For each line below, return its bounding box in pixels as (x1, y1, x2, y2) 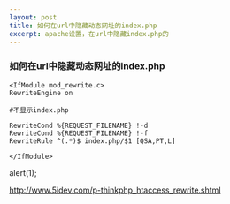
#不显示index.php (9, 105, 69, 115)
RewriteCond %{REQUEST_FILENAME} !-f (9, 129, 149, 138)
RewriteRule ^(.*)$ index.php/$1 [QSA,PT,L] (9, 136, 176, 146)
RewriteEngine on (9, 88, 73, 97)
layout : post (9, 12, 57, 22)
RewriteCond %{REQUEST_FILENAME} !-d (9, 121, 149, 130)
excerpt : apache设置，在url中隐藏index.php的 (9, 29, 170, 38)
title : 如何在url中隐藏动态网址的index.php (9, 21, 157, 30)
